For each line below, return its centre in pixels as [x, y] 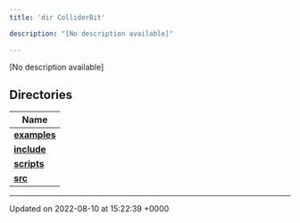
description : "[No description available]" [92, 33]
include [30, 150]
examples [35, 135]
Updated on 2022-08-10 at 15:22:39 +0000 [89, 209]
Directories [41, 95]
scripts [29, 164]
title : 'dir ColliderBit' [57, 17]
